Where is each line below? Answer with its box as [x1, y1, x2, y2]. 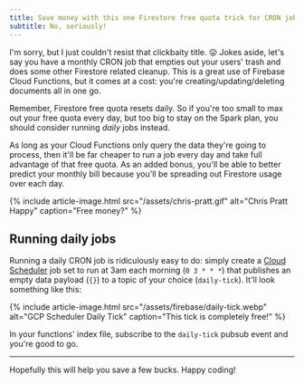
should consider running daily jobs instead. [9, 121, 170, 132]
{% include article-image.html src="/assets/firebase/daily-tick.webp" [9, 302, 268, 312]
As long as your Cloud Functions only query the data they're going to [9, 139, 267, 150]
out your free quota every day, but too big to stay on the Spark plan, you [9, 112, 279, 123]
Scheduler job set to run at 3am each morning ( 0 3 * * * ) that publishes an [9, 264, 291, 276]
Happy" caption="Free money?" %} [9, 205, 142, 216]
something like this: [9, 284, 82, 295]
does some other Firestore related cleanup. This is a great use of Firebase [9, 65, 285, 77]
